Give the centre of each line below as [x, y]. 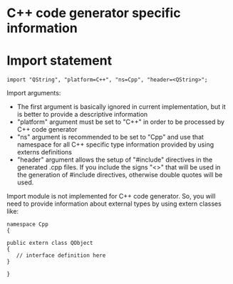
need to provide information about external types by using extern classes [114, 204]
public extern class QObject [50, 243]
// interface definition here [61, 256]
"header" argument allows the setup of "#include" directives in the [115, 160]
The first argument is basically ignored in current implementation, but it [121, 107]
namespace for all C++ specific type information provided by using [115, 144]
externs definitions [45, 152]
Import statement [59, 61]
